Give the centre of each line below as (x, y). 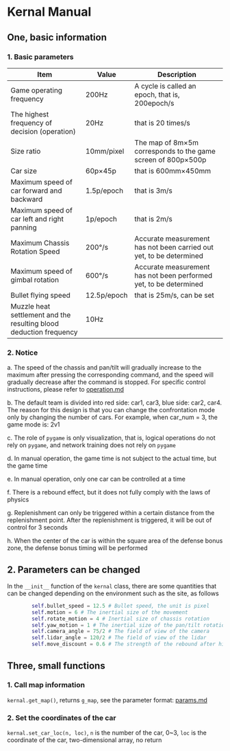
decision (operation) (43, 131)
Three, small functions (56, 666)
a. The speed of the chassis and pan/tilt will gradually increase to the (104, 368)
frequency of (31, 123)
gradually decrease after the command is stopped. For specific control (106, 382)
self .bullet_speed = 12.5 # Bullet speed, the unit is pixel (121, 606)
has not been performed (174, 275)
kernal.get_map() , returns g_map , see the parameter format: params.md (107, 700)
